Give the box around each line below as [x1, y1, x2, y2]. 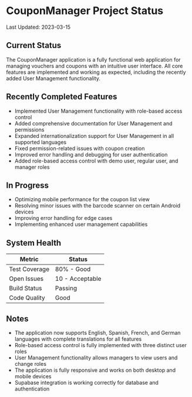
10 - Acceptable [55, 274, 102, 283]
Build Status [9, 284, 42, 293]
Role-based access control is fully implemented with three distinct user [14, 342, 187, 348]
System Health [6, 237, 62, 247]
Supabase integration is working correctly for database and [14, 379, 159, 386]
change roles [14, 361, 47, 367]
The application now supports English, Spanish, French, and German [14, 330, 181, 336]
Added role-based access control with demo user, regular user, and [14, 157, 178, 164]
